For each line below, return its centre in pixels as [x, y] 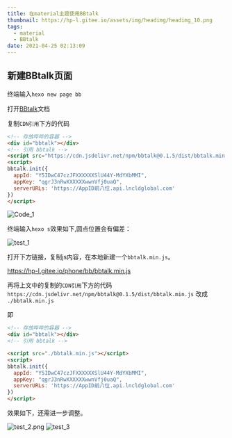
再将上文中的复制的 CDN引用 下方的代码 [60, 285]
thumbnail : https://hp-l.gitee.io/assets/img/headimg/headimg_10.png [110, 20]
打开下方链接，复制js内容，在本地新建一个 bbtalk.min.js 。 [91, 257]
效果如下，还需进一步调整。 [47, 413]
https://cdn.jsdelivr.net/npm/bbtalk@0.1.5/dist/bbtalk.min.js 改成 [108, 294]
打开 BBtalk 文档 [28, 108]
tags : [15, 26]
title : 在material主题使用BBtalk [53, 14]
